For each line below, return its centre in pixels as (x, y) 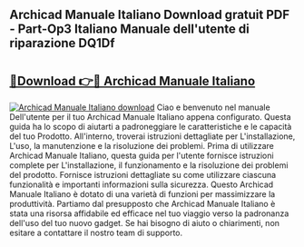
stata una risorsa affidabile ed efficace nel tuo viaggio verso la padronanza (149, 213)
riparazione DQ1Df (62, 43)
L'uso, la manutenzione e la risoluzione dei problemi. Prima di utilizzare (142, 146)
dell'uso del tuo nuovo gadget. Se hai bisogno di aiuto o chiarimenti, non (144, 223)
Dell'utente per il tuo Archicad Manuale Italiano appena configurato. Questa (151, 117)
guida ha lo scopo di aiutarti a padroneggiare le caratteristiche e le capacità (151, 127)
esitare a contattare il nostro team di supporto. (96, 232)
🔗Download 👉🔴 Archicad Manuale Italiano (132, 81)
